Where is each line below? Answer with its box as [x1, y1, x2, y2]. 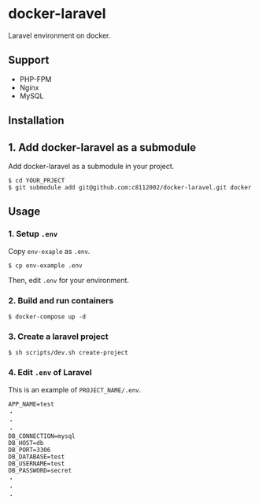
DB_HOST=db [8, 439, 44, 447]
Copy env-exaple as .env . [8, 246, 91, 256]
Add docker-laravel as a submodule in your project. [8, 161, 175, 171]
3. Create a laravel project [8, 331, 109, 342]
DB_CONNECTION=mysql [8, 432, 76, 440]
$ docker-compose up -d [8, 312, 87, 321]
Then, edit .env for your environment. [8, 275, 130, 285]
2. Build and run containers [8, 295, 114, 306]
